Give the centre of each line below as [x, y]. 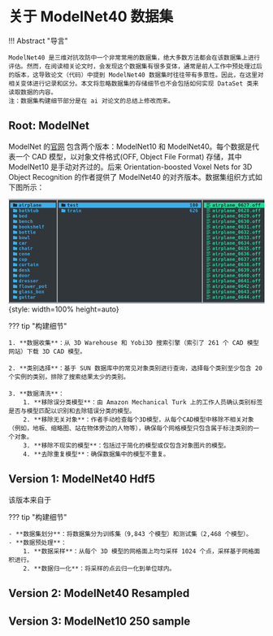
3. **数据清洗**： [37, 394]
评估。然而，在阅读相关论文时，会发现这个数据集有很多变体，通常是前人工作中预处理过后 [135, 66]
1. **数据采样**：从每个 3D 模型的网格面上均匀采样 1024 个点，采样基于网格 [139, 551]
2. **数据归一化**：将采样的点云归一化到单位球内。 [100, 568]
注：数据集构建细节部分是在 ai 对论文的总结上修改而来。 [91, 101]
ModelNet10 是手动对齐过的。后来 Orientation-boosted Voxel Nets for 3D [130, 167]
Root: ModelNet [49, 126]
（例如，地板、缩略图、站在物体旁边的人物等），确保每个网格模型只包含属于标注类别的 [131, 428]
